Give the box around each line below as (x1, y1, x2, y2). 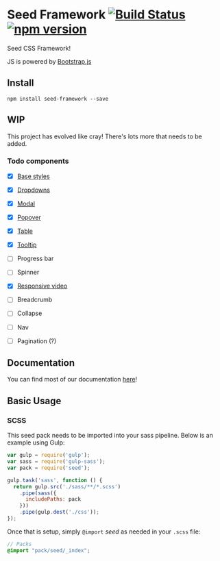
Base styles (16, 172, 50, 180)
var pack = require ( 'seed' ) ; (7, 464, 90, 471)
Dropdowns (16, 186, 50, 194)
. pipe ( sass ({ (19, 490, 57, 497)
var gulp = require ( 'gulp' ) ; (7, 452, 90, 459)
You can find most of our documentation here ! (7, 375, 138, 384)
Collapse (16, 309, 42, 318)
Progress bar (16, 254, 54, 263)
